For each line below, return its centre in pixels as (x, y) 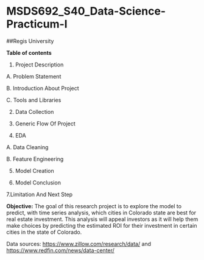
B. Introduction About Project (43, 88)
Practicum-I (37, 24)
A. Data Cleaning (27, 147)
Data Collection (34, 111)
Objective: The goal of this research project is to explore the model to (94, 206)
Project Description (39, 65)
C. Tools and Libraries (34, 100)
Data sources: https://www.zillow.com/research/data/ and (79, 244)
